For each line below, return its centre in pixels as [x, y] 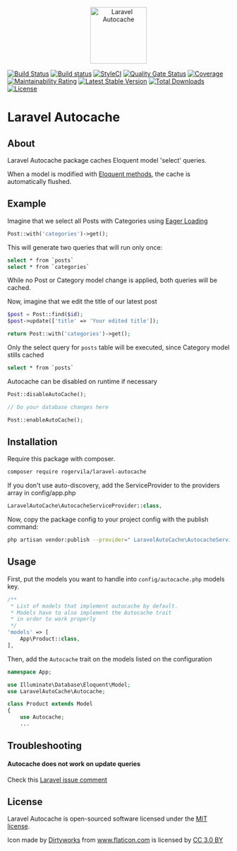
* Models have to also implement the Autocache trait [91, 613]
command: [23, 527]
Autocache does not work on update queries [74, 763]
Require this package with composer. [61, 459]
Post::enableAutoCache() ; [45, 420]
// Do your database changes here [58, 407]
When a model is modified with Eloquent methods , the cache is [99, 174]
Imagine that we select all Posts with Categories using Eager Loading [108, 221]
